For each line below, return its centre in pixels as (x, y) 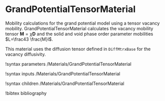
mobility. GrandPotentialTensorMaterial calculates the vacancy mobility (79, 28)
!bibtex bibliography (26, 93)
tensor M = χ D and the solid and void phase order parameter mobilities (79, 34)
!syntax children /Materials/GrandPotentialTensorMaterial (65, 83)
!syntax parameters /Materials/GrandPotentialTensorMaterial (68, 64)
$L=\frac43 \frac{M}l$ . (29, 39)
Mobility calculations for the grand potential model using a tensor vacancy (82, 23)
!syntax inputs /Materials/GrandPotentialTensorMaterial (63, 73)
